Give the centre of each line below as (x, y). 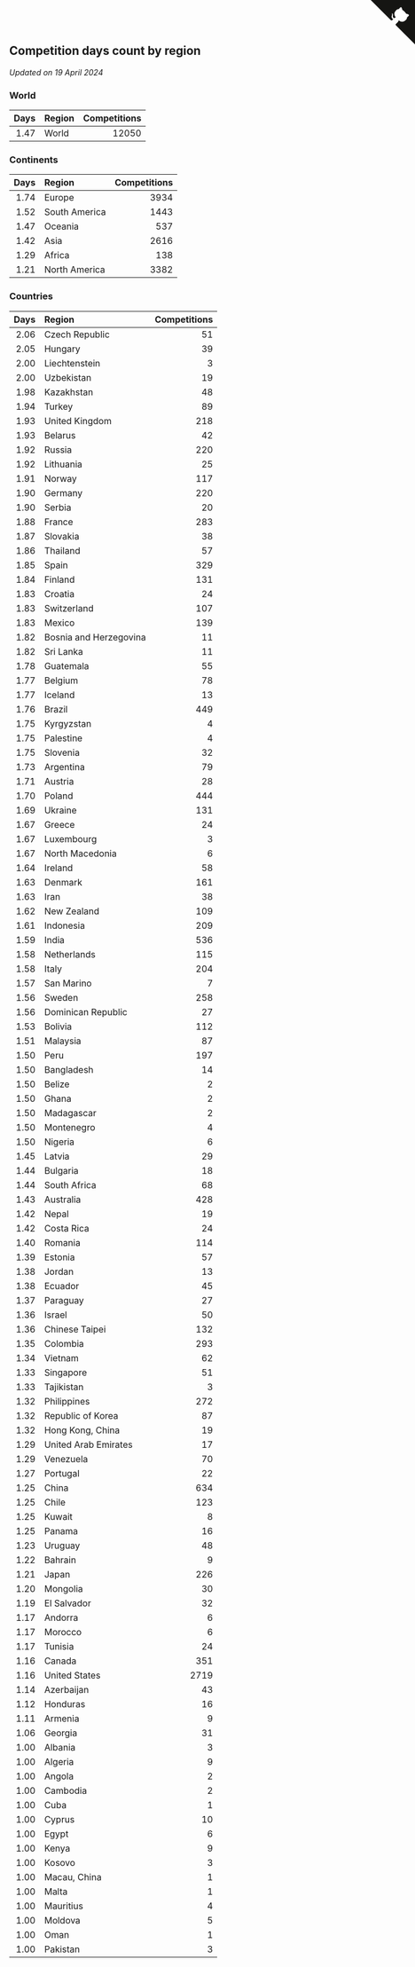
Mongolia (63, 1588)
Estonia (59, 1257)
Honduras (65, 1703)
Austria (59, 781)
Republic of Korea (81, 1415)
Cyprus (59, 1819)
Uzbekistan (67, 377)
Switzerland (69, 608)
